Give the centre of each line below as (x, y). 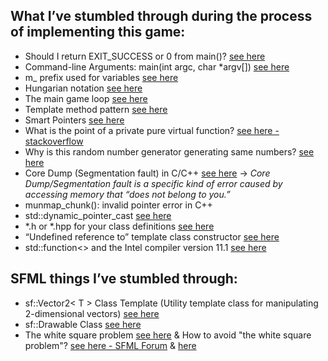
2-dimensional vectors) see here (92, 313)
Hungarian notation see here (83, 88)
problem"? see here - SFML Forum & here (110, 345)
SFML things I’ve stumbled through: (124, 279)
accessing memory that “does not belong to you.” (127, 194)
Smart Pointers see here (74, 120)
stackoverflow (54, 141)
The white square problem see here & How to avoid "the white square (168, 335)
